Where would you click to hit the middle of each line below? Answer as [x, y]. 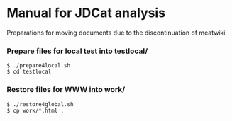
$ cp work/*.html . [35, 110]
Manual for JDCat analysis [86, 13]
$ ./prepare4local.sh [39, 66]
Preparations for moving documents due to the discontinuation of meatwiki [116, 33]
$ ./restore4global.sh [40, 104]
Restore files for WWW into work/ [66, 90]
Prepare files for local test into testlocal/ [77, 51]
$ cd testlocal [29, 72]
